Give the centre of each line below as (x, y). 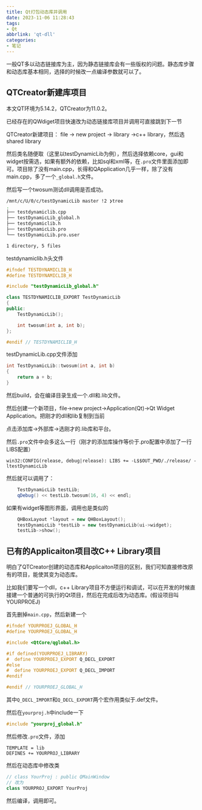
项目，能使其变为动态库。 (49, 574)
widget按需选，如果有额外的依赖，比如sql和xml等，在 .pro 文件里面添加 (95, 161)
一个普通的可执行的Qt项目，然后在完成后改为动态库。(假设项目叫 (98, 595)
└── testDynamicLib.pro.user (43, 235)
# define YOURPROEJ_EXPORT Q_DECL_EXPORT (61, 659)
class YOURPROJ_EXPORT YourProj (47, 788)
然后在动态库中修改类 (33, 765)
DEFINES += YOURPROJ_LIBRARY (43, 753)
